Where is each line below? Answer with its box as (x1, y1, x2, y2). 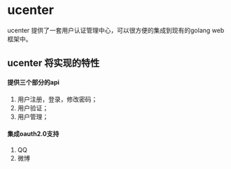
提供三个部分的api (7, 78, 59, 86)
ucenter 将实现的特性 (7, 57, 100, 69)
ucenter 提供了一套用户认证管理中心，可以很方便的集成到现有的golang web (7, 26, 225, 34)
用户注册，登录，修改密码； (17, 95, 98, 103)
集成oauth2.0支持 (7, 130, 59, 138)
